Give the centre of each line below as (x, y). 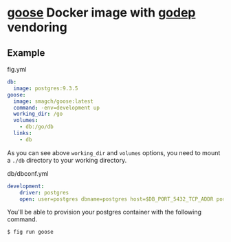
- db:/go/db (36, 127)
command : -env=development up (56, 108)
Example (26, 53)
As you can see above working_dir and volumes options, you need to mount (114, 152)
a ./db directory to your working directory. (67, 160)
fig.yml (17, 69)
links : (23, 133)
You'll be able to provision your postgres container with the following (104, 212)
